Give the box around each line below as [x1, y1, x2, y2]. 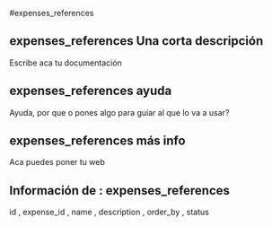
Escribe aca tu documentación [9, 57, 123, 68]
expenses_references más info [9, 134, 186, 149]
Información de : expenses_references [9, 183, 231, 198]
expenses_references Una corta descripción [9, 33, 264, 48]
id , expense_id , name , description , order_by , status [9, 206, 209, 218]
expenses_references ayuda [9, 83, 172, 99]
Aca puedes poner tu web [9, 157, 106, 168]
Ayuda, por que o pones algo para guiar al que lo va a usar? [9, 107, 230, 117]
